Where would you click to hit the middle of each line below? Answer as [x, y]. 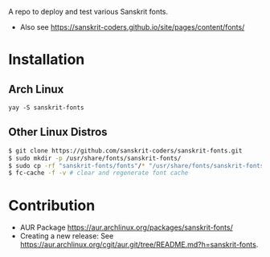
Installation [47, 60]
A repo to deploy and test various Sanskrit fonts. [88, 12]
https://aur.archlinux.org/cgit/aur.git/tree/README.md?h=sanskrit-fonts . [139, 245]
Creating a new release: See [67, 236]
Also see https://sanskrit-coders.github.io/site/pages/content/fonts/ [132, 27]
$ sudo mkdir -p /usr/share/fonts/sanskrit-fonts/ [95, 158]
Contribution [52, 205]
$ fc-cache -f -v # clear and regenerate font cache [98, 173]
